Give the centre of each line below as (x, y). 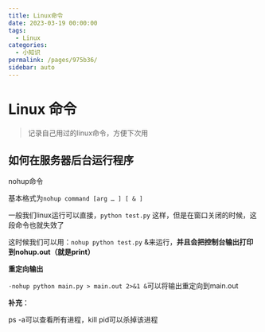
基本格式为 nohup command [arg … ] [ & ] (76, 198)
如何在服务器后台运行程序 (71, 160)
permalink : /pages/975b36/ (53, 61)
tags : (17, 30)
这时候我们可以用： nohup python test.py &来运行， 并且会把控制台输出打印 (131, 242)
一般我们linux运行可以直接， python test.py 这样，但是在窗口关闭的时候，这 (132, 215)
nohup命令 (26, 181)
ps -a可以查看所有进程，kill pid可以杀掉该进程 (83, 319)
